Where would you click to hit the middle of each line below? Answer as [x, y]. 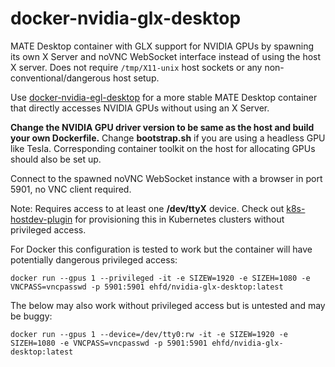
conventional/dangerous [60, 78]
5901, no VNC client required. [71, 189]
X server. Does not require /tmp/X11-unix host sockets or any [136, 67]
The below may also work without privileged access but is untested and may [168, 305]
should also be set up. [56, 159]
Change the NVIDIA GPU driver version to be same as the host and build [162, 127]
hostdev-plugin [41, 219]
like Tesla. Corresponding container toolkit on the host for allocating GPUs [163, 148]
